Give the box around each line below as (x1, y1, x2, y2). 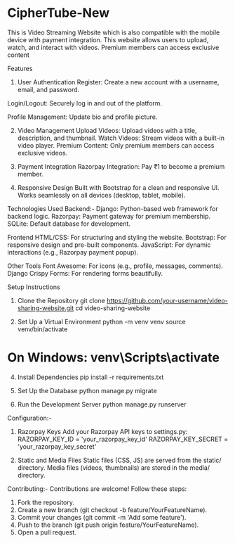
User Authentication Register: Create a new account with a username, (17, 77, 220, 86)
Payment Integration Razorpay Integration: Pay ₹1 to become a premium (17, 162, 225, 170)
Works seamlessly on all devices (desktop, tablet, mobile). (17, 191, 186, 199)
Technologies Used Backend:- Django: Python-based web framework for (7, 204, 219, 212)
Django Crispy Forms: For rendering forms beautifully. (7, 269, 163, 277)
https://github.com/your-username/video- (106, 296, 228, 305)
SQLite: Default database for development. (7, 219, 131, 228)
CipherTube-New (7, 5, 110, 21)
